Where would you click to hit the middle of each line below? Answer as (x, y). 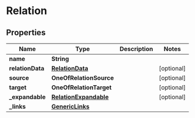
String (60, 59)
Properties (26, 33)
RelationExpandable (80, 97)
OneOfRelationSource (82, 78)
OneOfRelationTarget (81, 87)
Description (136, 49)
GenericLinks (70, 107)
